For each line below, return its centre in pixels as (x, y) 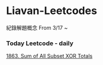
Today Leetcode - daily (40, 43)
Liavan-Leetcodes (52, 11)
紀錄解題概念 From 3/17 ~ (37, 28)
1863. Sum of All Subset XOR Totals (49, 56)
